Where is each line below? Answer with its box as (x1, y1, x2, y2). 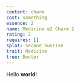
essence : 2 (6, 20, 34, 26)
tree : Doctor (6, 54, 39, 60)
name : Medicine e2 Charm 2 (6, 25, 75, 32)
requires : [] (6, 37, 39, 43)
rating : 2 (6, 32, 32, 38)
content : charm (6, 8, 45, 15)
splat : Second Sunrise (6, 43, 64, 49)
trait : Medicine (6, 48, 47, 55)
